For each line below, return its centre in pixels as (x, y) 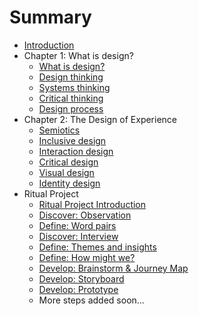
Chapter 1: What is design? (78, 55)
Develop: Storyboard (81, 278)
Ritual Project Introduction (92, 204)
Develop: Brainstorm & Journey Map (113, 268)
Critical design (68, 162)
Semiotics (59, 130)
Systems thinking (74, 87)
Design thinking (71, 77)
